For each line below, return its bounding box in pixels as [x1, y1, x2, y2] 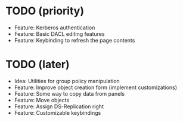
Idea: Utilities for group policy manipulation [14, 77, 120, 84]
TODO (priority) [5, 4, 85, 18]
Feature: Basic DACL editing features [14, 30, 105, 37]
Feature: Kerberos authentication [14, 24, 95, 31]
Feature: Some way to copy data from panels [14, 90, 125, 97]
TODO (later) [5, 58, 70, 71]
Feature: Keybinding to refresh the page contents [14, 36, 135, 44]
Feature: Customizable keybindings [14, 109, 101, 116]
